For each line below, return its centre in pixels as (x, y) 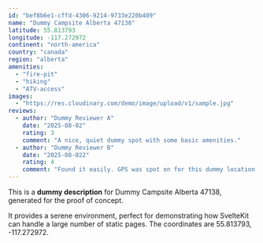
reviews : (22, 111)
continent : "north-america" (54, 45)
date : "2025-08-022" (56, 155)
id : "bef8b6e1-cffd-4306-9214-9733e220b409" (82, 15)
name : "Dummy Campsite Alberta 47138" (72, 23)
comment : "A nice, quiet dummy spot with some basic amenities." (132, 140)
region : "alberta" (38, 60)
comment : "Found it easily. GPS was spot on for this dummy (123, 170)
